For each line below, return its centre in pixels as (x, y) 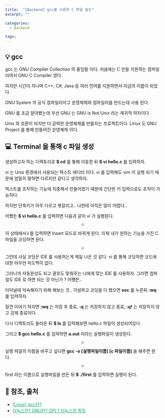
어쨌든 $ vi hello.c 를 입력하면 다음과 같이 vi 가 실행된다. (60, 216)
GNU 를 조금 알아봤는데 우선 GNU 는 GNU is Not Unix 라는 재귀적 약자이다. (78, 113)
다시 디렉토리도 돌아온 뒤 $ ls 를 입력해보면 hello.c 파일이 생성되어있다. (73, 323)
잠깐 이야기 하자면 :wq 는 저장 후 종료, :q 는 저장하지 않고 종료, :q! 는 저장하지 (80, 306)
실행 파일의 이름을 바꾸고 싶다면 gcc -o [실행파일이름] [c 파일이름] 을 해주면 (78, 351)
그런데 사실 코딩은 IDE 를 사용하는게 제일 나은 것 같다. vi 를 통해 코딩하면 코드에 (81, 257)
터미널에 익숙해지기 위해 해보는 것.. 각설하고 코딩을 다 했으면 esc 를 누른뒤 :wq (81, 290)
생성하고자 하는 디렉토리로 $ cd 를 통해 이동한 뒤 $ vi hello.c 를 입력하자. (76, 161)
